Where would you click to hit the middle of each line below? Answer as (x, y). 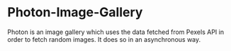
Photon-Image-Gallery (75, 12)
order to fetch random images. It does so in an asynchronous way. (104, 39)
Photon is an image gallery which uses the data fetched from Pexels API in (116, 32)
